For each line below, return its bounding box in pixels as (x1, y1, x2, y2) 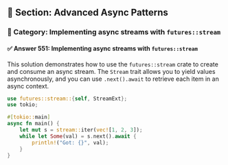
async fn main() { (7, 120, 60, 127)
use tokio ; (7, 101, 38, 108)
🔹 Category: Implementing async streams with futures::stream (7, 27, 221, 37)
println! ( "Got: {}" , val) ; (32, 139, 109, 146)
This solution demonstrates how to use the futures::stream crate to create (7, 60, 218, 68)
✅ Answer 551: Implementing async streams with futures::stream (7, 44, 198, 52)
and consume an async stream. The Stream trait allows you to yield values (7, 67, 216, 75)
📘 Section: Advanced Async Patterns (7, 7, 168, 18)
